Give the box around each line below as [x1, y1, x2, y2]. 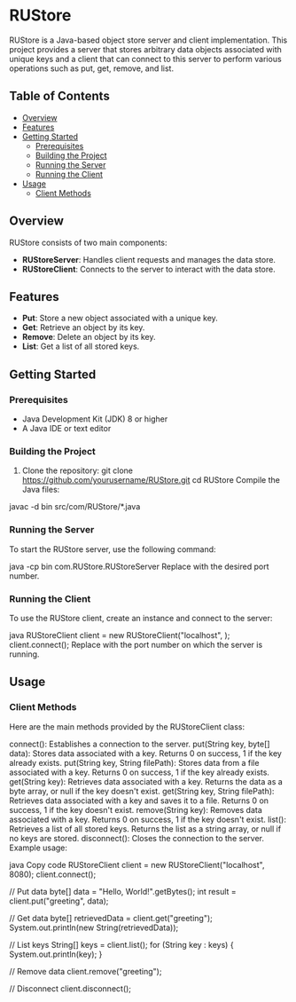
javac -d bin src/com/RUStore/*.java [9, 501, 141, 512]
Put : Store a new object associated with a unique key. [21, 312, 219, 324]
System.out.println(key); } [9, 949, 103, 959]
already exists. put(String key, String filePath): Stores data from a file [9, 757, 260, 768]
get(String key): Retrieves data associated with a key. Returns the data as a [9, 776, 284, 786]
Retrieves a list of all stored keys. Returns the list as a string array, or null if [9, 823, 282, 834]
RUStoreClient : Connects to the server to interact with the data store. [21, 264, 277, 274]
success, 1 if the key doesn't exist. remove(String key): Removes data [9, 804, 263, 815]
